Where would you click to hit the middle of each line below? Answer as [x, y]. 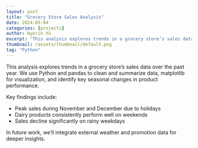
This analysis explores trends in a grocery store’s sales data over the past [95, 67]
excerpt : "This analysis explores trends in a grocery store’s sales [93, 39]
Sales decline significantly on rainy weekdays [70, 121]
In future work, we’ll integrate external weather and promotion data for [91, 132]
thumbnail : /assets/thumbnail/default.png [59, 45]
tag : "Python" [24, 50]
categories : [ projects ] [35, 28]
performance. [23, 85]
